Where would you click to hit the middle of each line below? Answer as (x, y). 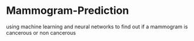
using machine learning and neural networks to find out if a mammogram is (97, 27)
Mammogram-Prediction (68, 11)
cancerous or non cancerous (41, 32)
